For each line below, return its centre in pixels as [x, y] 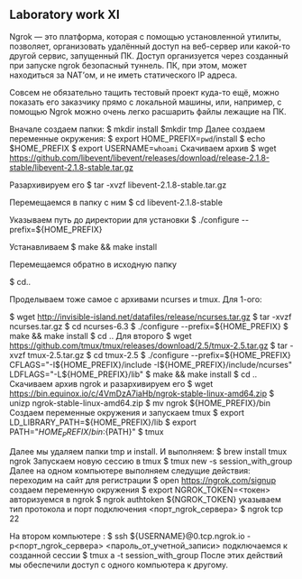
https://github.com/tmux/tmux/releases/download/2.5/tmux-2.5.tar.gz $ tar [149, 345]
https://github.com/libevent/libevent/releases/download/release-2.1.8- [140, 158]
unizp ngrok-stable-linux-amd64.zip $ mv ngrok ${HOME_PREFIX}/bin [140, 403]
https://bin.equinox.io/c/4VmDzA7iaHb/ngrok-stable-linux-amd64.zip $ [142, 393]
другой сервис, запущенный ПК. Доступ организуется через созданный [149, 55]
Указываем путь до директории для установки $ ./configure [124, 219]
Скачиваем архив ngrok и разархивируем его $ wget [111, 383]
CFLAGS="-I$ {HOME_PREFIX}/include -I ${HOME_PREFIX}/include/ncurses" [151, 364]
